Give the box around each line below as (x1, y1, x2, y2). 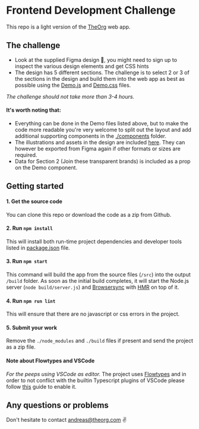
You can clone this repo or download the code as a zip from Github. (6, 211, 172, 218)
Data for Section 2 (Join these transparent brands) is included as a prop (14, 157, 191, 165)
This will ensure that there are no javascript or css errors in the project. (6, 310, 180, 318)
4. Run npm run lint (6, 297, 56, 304)
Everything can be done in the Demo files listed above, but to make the (14, 119, 188, 127)
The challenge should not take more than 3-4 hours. (6, 93, 135, 100)
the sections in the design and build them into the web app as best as (14, 75, 185, 82)
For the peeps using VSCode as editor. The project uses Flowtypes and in (6, 370, 187, 377)
